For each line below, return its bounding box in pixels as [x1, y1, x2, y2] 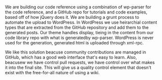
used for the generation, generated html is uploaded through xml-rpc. [5, 40, 144, 45]
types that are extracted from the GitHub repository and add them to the [5, 25, 149, 30]
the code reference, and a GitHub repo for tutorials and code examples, [5, 9, 147, 15]
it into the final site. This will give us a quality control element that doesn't [5, 65, 151, 70]
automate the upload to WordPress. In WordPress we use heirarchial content [5, 19, 157, 25]
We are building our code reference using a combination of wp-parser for [5, 4, 151, 10]
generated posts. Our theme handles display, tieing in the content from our [5, 30, 154, 35]
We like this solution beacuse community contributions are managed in [5, 49, 147, 55]
